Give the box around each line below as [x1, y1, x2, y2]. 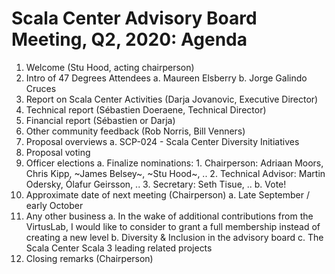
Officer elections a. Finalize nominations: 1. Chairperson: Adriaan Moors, [25, 157, 324, 169]
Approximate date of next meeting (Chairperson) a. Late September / [25, 188, 310, 201]
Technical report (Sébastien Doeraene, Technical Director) [25, 103, 267, 116]
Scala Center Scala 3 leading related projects [25, 242, 213, 254]
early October [25, 199, 84, 211]
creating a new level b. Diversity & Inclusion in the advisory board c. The [25, 231, 324, 243]
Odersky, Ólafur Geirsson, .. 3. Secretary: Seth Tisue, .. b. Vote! [25, 178, 287, 190]
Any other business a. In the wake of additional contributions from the [25, 210, 314, 222]
